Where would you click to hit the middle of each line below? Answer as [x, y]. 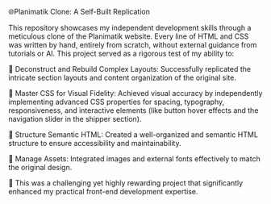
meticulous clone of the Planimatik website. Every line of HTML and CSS [129, 36]
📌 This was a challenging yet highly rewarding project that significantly [126, 183]
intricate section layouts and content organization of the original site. [122, 77]
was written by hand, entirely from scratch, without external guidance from [133, 45]
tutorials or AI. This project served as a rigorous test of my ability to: [121, 53]
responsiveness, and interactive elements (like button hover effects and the [133, 110]
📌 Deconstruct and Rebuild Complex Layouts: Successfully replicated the [130, 69]
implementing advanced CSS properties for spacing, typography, [117, 102]
